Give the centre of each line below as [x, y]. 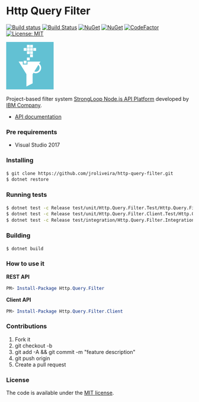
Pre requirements [32, 132]
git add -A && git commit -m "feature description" [75, 352]
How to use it [25, 264]
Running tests [27, 195]
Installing [20, 160]
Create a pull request [40, 364]
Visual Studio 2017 [37, 145]
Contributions [27, 326]
